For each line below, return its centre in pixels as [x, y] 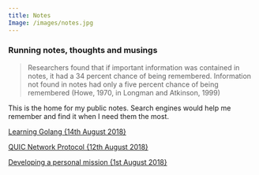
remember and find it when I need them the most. [89, 116]
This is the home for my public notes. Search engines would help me [120, 108]
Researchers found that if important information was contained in [133, 67]
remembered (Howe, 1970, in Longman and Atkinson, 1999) [124, 92]
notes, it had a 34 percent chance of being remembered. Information [139, 76]
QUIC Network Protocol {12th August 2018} [78, 147]
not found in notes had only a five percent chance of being [123, 84]
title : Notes [30, 15]
